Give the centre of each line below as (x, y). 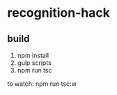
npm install (33, 55)
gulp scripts (34, 63)
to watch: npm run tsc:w (42, 84)
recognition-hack (58, 13)
